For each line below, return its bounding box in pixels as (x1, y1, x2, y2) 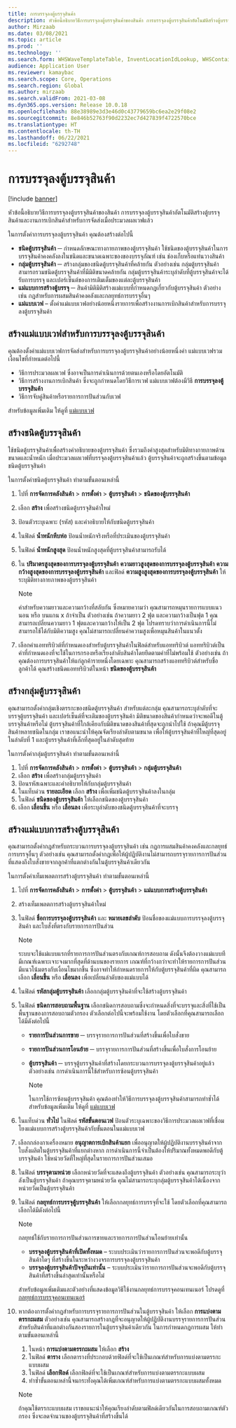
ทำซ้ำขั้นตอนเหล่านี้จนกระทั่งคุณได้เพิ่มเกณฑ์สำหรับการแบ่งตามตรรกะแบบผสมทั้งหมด (28, 1376, 221, 1385)
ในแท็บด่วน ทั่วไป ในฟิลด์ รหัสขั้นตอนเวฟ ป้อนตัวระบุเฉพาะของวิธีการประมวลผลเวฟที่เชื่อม (18, 1117, 225, 1125)
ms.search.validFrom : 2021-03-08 (8, 95, 106, 102)
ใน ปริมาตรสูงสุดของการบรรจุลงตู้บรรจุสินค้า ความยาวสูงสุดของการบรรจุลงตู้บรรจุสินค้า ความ (18, 559, 228, 568)
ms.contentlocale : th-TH (8, 128, 81, 135)
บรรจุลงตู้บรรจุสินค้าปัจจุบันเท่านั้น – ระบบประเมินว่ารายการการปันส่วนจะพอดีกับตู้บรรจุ (28, 1263, 226, 1272)
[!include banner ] (8, 194, 58, 203)
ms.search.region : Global (8, 82, 83, 89)
